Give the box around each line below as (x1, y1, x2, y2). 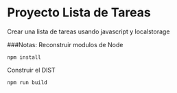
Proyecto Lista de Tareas (7, 5, 151, 21)
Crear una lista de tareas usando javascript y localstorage (7, 27, 170, 36)
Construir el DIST (7, 66, 56, 74)
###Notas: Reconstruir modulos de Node (7, 40, 123, 49)
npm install (7, 53, 41, 61)
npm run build (7, 79, 48, 86)
